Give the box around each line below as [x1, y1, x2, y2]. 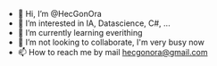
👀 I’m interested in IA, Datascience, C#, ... [17, 18, 171, 29]
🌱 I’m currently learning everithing [17, 28, 143, 37]
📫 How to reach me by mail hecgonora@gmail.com [17, 47, 208, 57]
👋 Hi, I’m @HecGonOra [17, 9, 103, 19]
